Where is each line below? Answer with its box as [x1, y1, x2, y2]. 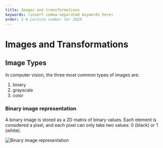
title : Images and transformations [5, 7, 80, 13]
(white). [5, 127, 21, 133]
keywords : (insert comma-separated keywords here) [5, 12, 114, 17]
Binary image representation [5, 105, 77, 112]
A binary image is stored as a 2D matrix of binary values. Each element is [5, 117, 157, 123]
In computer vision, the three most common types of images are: [5, 72, 140, 78]
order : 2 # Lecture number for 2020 [5, 17, 82, 22]
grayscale [12, 87, 34, 93]
